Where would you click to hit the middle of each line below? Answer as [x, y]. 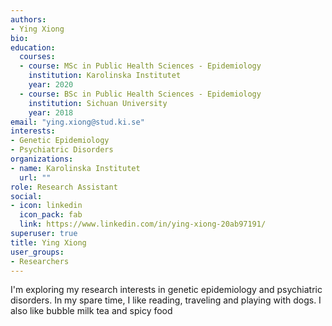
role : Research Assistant [64, 187]
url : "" [35, 177]
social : [26, 196]
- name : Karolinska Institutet [75, 168]
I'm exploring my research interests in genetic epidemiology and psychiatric [166, 290]
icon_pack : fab [51, 215]
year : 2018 [51, 112]
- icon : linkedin [46, 206]
